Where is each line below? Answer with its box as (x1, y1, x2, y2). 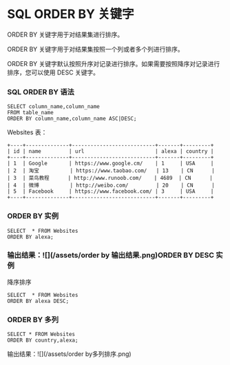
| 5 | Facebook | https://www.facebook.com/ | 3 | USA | (7, 188, 214, 195)
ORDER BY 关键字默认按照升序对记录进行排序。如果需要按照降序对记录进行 (7, 59, 220, 67)
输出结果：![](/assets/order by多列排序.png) (7, 350, 132, 358)
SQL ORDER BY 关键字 (7, 6, 134, 22)
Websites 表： (7, 128, 48, 136)
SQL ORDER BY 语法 (7, 87, 74, 96)
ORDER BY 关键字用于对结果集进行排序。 (7, 30, 124, 39)
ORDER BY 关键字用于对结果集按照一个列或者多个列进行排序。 (7, 45, 184, 53)
